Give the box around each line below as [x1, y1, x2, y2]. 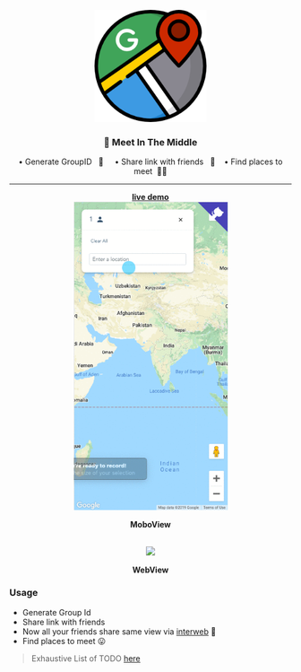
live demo [132, 192, 169, 203]
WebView [132, 564, 169, 575]
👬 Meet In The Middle [103, 135, 198, 148]
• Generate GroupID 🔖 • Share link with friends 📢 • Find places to [18, 156, 283, 167]
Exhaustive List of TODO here [30, 652, 141, 664]
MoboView [129, 519, 172, 529]
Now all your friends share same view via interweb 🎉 [21, 625, 217, 637]
